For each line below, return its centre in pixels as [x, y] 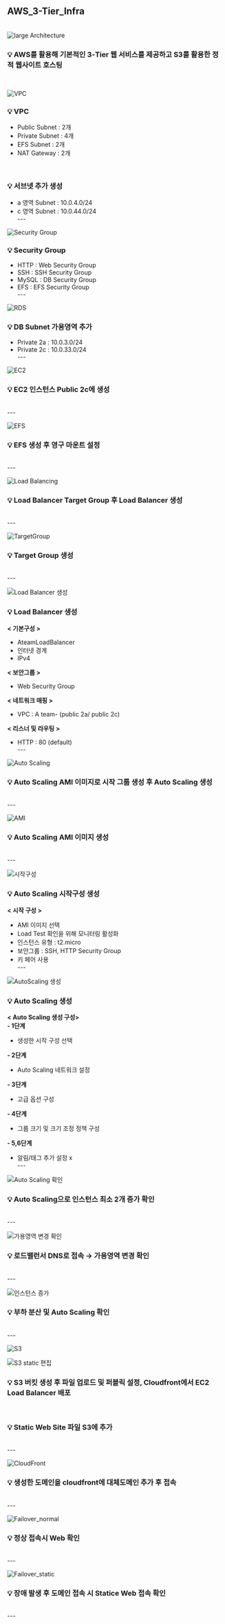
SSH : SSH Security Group [54, 272]
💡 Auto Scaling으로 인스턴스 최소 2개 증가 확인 [81, 1199]
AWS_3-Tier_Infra [46, 11]
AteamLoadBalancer [46, 642]
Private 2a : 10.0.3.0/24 [50, 342]
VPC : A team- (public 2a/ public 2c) [68, 714]
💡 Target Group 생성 [40, 556]
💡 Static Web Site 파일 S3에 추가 [60, 1427]
